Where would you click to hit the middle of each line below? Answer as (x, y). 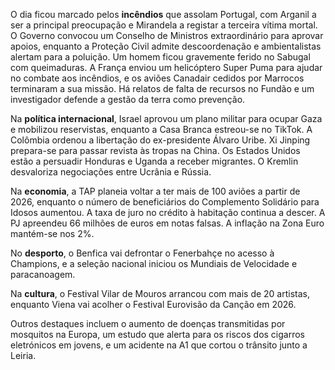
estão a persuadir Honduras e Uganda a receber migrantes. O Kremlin (154, 161)
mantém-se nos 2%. (52, 233)
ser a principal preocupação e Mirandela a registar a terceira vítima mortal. (164, 25)
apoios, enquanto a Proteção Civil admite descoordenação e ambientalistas (166, 46)
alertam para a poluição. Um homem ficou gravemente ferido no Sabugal (160, 57)
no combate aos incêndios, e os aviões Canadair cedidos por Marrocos (157, 78)
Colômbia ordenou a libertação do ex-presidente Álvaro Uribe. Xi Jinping (160, 140)
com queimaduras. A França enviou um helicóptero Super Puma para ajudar (166, 67)
